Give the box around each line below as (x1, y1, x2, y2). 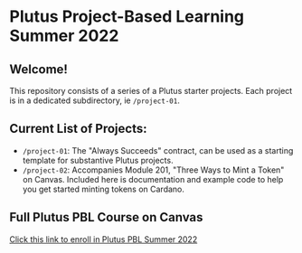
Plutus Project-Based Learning (9, 6, 245, 27)
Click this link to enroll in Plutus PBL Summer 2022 (9, 233, 198, 245)
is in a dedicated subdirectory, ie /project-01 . (9, 95, 181, 106)
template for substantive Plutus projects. (22, 155, 174, 165)
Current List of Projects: (9, 121, 147, 136)
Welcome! (9, 61, 68, 77)
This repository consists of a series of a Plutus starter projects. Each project (9, 86, 293, 96)
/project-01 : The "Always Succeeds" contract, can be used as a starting (22, 145, 294, 155)
